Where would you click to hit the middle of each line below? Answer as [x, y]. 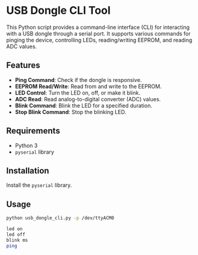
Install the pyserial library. [39, 185]
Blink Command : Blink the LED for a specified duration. [83, 105]
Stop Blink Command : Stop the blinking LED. [70, 112]
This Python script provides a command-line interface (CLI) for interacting [98, 27]
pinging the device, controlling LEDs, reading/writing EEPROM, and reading [99, 40]
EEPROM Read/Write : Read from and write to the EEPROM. [88, 86]
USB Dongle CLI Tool [58, 11]
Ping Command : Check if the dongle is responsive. [78, 80]
